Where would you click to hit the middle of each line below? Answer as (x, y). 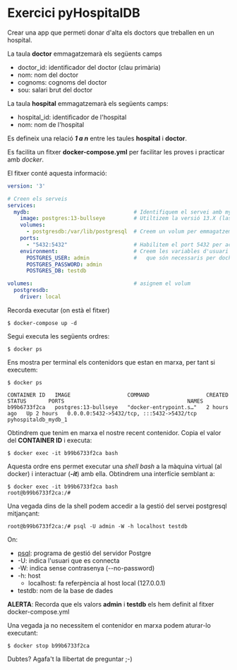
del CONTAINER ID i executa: (50, 440)
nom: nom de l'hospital (51, 124)
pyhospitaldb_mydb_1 (38, 420)
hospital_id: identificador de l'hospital (72, 117)
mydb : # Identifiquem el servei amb (118, 212)
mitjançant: (24, 513)
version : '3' (26, 186)
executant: (23, 633)
